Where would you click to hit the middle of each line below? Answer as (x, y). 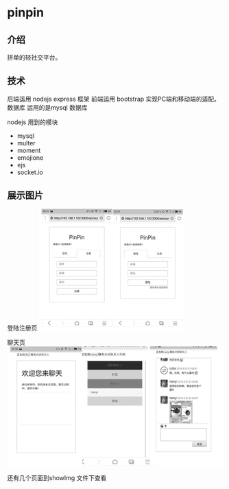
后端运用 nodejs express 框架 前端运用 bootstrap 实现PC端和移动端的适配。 (114, 99)
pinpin (26, 13)
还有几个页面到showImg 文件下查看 (57, 478)
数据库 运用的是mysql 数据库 (47, 107)
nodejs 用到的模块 (33, 122)
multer (26, 143)
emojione (30, 157)
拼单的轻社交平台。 (34, 57)
